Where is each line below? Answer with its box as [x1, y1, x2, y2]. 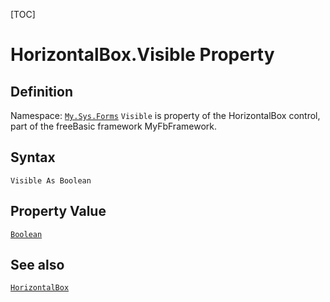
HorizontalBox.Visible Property [10, 44, 275, 66]
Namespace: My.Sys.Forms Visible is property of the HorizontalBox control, [10, 110, 321, 121]
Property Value [10, 203, 107, 220]
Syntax [10, 149, 56, 166]
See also [10, 257, 65, 274]
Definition [10, 83, 73, 100]
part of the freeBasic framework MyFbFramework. [10, 120, 217, 132]
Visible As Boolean [10, 175, 92, 186]
